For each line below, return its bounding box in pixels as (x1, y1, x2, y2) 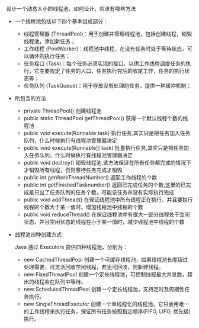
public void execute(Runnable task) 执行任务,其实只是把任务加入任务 (23, 130, 191, 136)
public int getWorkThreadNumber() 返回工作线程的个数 (23, 174, 158, 181)
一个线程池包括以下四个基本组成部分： (14, 18, 108, 25)
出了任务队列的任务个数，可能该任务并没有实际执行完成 (39, 189, 175, 195)
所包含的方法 (14, 95, 46, 102)
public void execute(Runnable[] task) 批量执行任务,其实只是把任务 (23, 144, 184, 151)
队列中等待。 (54, 278, 86, 285)
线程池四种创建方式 (14, 231, 62, 238)
